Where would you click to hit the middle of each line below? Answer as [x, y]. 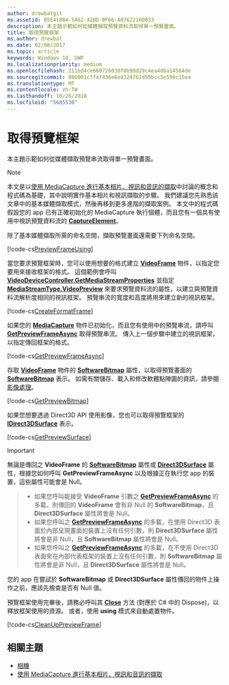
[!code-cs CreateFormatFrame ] [50, 311]
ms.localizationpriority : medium [55, 64]
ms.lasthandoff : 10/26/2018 [47, 96]
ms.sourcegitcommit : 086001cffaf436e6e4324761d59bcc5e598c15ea [99, 77]
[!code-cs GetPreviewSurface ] [49, 437]
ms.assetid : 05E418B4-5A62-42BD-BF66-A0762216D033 [81, 20]
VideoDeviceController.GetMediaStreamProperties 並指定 [91, 280]
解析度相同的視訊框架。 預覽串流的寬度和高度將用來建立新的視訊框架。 [119, 297]
